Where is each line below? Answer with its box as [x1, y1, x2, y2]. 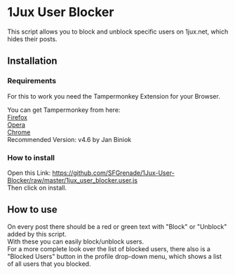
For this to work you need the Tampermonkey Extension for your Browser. [7, 92, 221, 100]
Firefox [7, 113, 28, 121]
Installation [7, 55, 58, 67]
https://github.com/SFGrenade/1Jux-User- [52, 169, 175, 177]
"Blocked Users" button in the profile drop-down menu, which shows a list [7, 252, 222, 260]
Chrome [7, 127, 31, 136]
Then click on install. [7, 183, 67, 192]
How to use [7, 204, 58, 216]
